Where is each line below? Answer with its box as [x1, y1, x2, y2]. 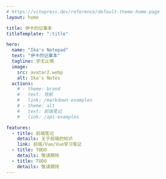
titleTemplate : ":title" [6, 31, 69, 37]
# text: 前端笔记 [17, 108, 62, 114]
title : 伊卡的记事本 [6, 25, 52, 31]
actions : [11, 80, 34, 87]
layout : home [6, 14, 39, 20]
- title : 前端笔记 [11, 130, 54, 136]
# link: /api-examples [17, 114, 79, 120]
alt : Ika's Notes [17, 75, 61, 81]
